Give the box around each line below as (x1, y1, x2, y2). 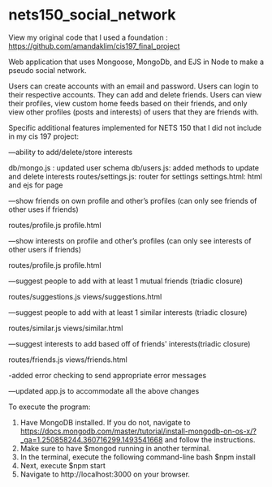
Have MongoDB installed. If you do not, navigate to (19, 417, 191, 427)
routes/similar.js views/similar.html (8, 323, 123, 333)
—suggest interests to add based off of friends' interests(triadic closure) (8, 338, 251, 348)
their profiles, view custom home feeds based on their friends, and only (8, 98, 248, 108)
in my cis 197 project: (8, 131, 80, 141)
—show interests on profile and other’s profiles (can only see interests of (8, 235, 252, 245)
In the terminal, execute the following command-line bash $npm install (19, 452, 256, 462)
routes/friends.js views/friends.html (8, 355, 127, 364)
